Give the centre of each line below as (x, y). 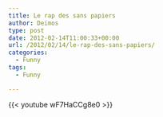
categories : (28, 53)
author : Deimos (34, 23)
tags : (17, 68)
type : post (26, 30)
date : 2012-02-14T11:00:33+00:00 (64, 38)
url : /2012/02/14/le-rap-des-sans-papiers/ (82, 45)
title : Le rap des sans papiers (62, 16)
